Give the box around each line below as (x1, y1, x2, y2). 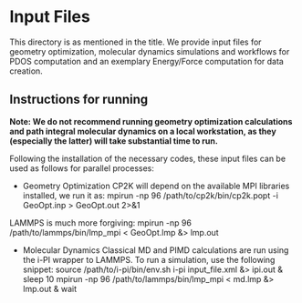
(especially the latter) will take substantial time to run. (9, 135, 219, 146)
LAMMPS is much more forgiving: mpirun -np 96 (9, 217, 192, 228)
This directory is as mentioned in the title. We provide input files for (9, 36, 262, 47)
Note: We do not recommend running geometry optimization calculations (9, 116, 293, 126)
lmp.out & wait (22, 283, 78, 294)
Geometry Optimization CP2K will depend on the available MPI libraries (22, 180, 290, 191)
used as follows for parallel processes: (9, 162, 155, 174)
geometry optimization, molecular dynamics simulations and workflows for (9, 45, 290, 56)
